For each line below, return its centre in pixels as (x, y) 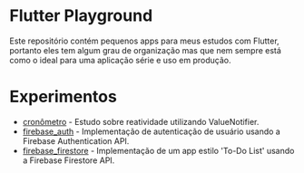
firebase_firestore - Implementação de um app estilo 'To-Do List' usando (158, 150)
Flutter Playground (81, 16)
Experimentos (64, 97)
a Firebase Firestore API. (69, 160)
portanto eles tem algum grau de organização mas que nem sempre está (145, 50)
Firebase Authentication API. (76, 140)
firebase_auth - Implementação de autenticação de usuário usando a (152, 131)
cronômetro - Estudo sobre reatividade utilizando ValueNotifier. (141, 121)
